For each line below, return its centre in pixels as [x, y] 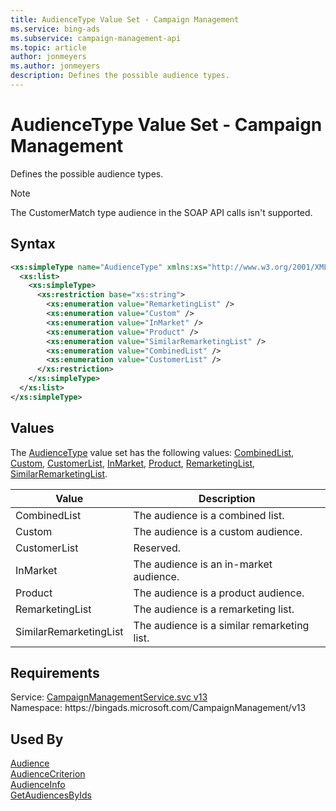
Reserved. [157, 548]
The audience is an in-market [203, 564]
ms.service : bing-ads [55, 29]
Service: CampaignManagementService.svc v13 [109, 697]
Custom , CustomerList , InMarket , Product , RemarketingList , [133, 463]
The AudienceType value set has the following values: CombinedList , [152, 452]
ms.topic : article [48, 47]
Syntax [33, 244]
